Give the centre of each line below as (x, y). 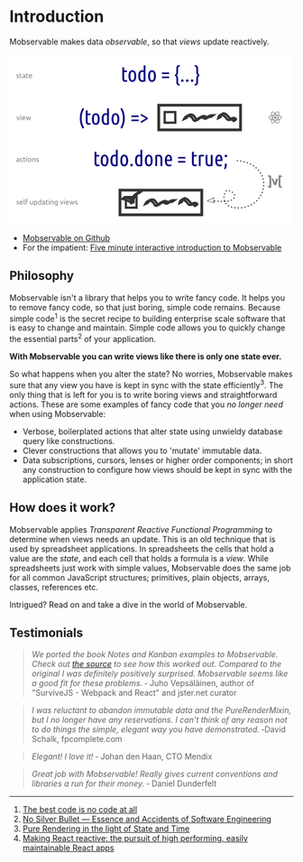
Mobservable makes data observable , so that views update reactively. (139, 42)
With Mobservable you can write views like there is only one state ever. (146, 357)
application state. (55, 479)
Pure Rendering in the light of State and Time (106, 829)
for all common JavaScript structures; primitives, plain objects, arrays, (140, 577)
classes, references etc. (54, 587)
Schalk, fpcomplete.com (77, 739)
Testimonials (46, 632)
